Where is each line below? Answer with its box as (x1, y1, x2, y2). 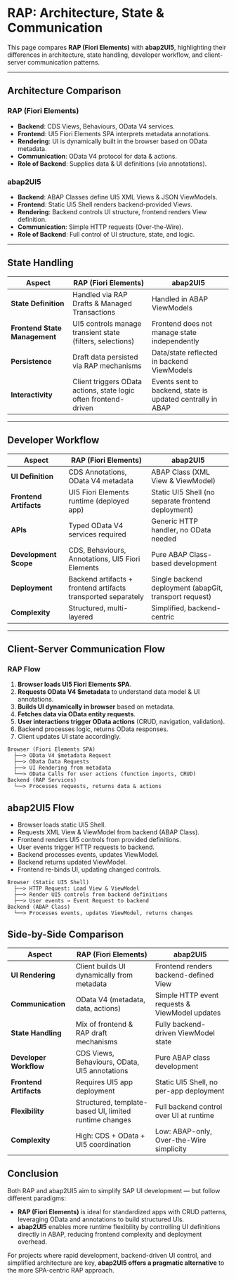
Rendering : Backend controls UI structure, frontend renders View (17, 207, 207, 216)
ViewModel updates (155, 1008, 221, 1018)
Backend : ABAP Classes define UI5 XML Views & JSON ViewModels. (17, 192, 218, 201)
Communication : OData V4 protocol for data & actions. (17, 152, 178, 160)
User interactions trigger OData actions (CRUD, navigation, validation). (17, 718, 225, 726)
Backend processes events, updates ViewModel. (17, 850, 159, 859)
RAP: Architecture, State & (7, 5, 164, 21)
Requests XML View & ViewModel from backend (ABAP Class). (17, 828, 200, 836)
